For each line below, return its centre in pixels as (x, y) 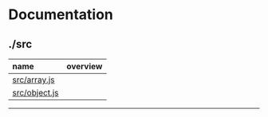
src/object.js (35, 93)
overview (85, 66)
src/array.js (33, 80)
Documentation (61, 15)
